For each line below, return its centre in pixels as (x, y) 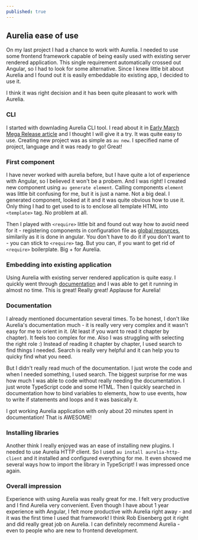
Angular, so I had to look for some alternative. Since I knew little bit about (95, 69)
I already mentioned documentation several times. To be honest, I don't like (98, 319)
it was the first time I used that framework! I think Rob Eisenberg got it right (98, 518)
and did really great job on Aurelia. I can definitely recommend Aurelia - (93, 524)
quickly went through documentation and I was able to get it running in (92, 284)
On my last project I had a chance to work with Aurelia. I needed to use (92, 50)
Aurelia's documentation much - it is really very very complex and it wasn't (97, 325)
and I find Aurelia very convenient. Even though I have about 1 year (87, 506)
